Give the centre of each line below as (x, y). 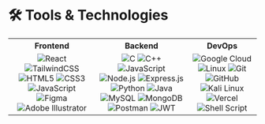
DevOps (222, 46)
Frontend (52, 46)
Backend (142, 46)
